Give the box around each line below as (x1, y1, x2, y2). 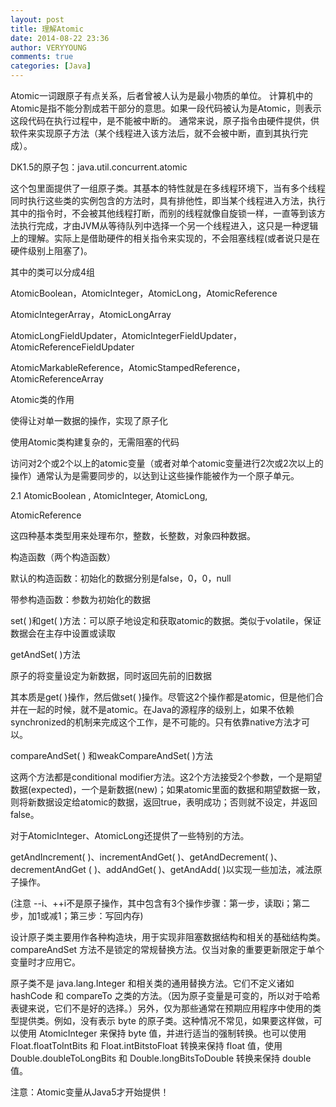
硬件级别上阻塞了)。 (10, 245, 93, 256)
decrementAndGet (10, 864, 87, 875)
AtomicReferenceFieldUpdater (10, 341, 135, 353)
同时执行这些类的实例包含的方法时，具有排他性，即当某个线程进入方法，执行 (10, 195, 326, 206)
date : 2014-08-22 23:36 (10, 33, 110, 43)
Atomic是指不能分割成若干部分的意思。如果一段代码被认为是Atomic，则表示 (10, 102, 322, 114)
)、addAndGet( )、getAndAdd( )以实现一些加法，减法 (93, 864, 314, 875)
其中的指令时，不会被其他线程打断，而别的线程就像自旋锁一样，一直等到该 (10, 207, 317, 219)
